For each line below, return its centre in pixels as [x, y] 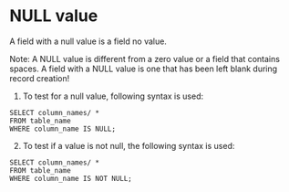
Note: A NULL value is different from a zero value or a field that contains [145, 59]
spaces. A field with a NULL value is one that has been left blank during [144, 69]
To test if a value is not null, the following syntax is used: [129, 145]
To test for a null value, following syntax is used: [113, 96]
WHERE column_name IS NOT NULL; [71, 178]
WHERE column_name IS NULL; [63, 129]
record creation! [40, 78]
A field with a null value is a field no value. [88, 41]
